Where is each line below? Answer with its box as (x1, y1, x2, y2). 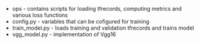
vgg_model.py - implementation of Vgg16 (12, 31, 116, 38)
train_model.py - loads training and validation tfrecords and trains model (12, 24, 194, 31)
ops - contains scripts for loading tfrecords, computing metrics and (12, 5, 182, 12)
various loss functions (12, 11, 69, 19)
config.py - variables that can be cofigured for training (12, 18, 150, 25)
